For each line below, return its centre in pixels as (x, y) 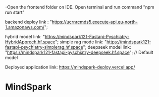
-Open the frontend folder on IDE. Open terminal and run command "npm (80, 7)
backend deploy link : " (28, 22)
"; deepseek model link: (107, 47)
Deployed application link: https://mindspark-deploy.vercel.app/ (70, 67)
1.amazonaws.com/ (25, 27)
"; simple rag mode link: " (81, 42)
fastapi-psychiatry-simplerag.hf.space (44, 47)
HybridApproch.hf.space (30, 42)
